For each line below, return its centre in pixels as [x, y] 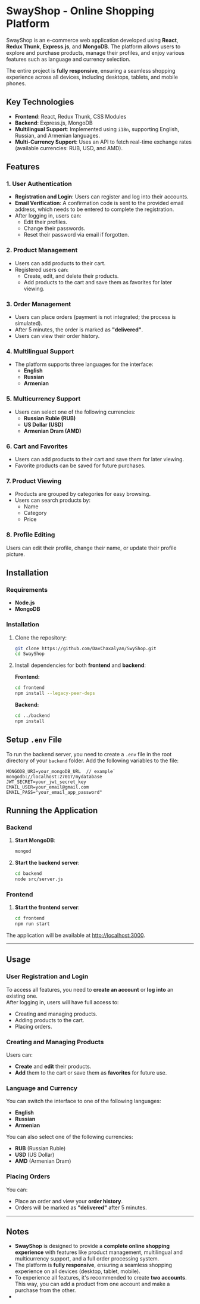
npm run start [32, 924]
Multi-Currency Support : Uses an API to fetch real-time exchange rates [103, 142]
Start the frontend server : [47, 908]
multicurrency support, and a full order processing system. [87, 1259]
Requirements [27, 589]
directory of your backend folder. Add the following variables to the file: [93, 760]
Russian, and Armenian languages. [57, 135]
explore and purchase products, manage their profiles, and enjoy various [95, 52]
